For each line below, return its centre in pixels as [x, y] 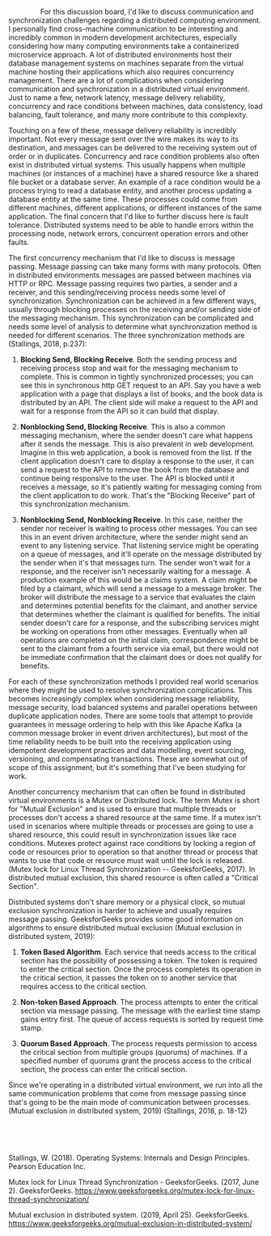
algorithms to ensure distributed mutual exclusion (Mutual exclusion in [125, 928]
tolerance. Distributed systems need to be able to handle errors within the [131, 225]
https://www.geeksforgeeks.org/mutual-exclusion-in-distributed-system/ [130, 1223]
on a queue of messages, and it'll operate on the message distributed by [141, 554]
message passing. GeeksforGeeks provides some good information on [126, 919]
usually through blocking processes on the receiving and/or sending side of [134, 309]
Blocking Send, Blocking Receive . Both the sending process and [128, 360]
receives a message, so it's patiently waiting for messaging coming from [141, 487]
